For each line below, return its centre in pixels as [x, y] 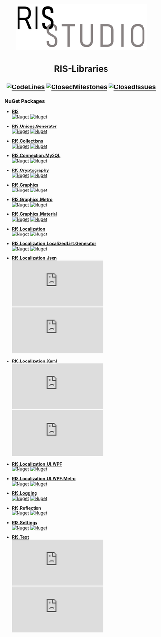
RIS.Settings [24, 523]
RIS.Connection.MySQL [36, 156]
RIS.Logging [24, 493]
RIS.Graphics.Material [34, 214]
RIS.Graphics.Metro [32, 200]
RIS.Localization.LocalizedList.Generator [54, 244]
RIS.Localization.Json [34, 258]
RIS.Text [20, 537]
